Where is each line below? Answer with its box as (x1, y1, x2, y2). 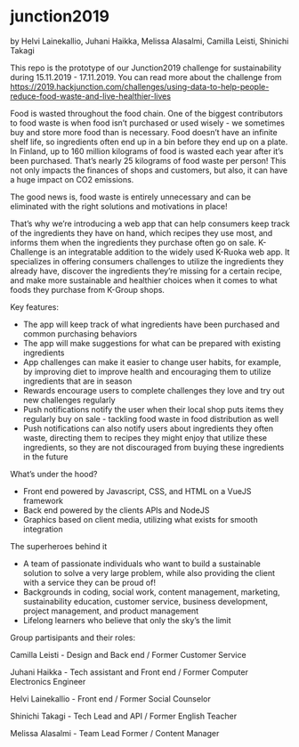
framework (22, 495, 64, 506)
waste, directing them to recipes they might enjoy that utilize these (22, 432, 268, 443)
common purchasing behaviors (22, 328, 137, 339)
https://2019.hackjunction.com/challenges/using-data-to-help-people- (10, 81, 270, 92)
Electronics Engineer (10, 676, 86, 686)
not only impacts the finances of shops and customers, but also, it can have (10, 165, 288, 175)
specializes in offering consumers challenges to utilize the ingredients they (10, 256, 284, 266)
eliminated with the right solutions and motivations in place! (10, 200, 228, 211)
